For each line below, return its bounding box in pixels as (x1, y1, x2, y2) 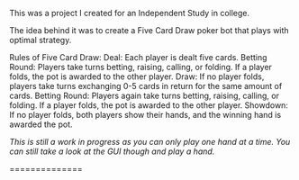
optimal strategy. (9, 35, 72, 45)
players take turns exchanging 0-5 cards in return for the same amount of (9, 81, 283, 91)
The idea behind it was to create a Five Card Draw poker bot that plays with (9, 25, 290, 35)
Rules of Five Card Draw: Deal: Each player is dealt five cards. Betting (9, 52, 267, 62)
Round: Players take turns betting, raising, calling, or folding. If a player (9, 62, 273, 72)
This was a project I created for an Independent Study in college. (9, 8, 250, 18)
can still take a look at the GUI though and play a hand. (9, 146, 215, 157)
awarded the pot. (9, 119, 73, 130)
